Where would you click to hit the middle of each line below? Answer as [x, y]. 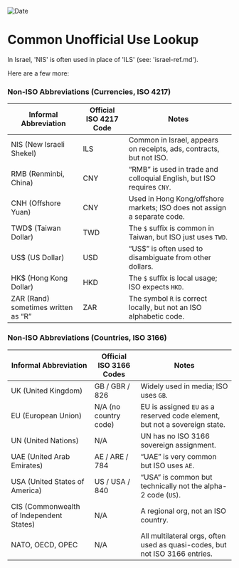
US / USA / [112, 481]
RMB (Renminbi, [38, 174]
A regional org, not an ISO [183, 511]
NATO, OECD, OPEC [44, 544]
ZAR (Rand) [30, 299]
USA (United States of [48, 481]
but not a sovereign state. [183, 424]
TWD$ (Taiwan [36, 228]
